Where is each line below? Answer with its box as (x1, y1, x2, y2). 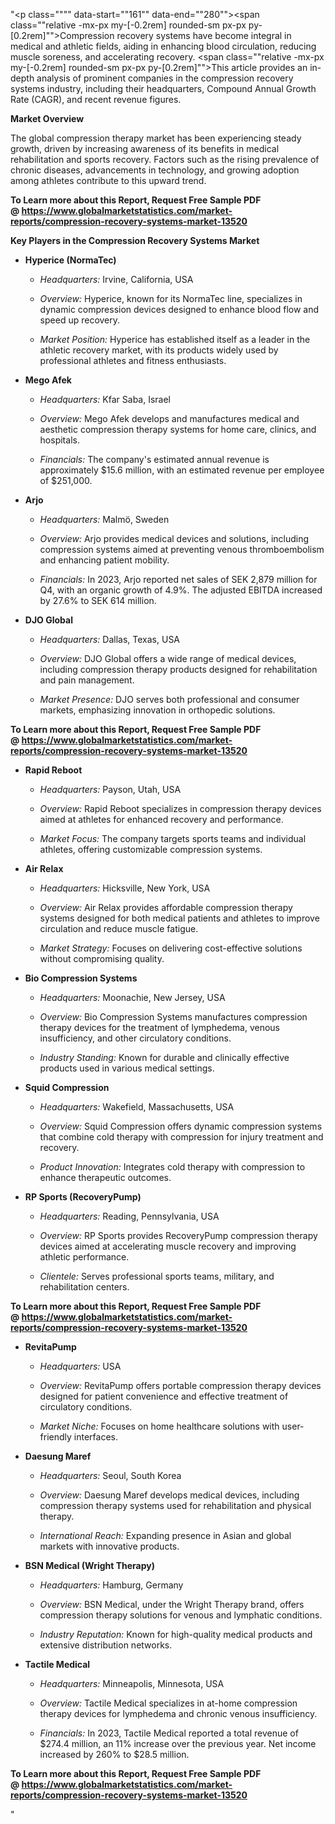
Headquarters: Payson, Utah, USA (39, 784, 182, 795)
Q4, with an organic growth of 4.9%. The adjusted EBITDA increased (39, 584, 323, 596)
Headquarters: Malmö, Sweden (39, 514, 170, 525)
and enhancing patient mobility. (39, 554, 170, 566)
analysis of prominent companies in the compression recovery (36, 72, 294, 84)
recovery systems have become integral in (116, 30, 292, 41)
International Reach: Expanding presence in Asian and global (39, 1530, 292, 1541)
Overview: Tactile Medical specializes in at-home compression (39, 1697, 298, 1709)
